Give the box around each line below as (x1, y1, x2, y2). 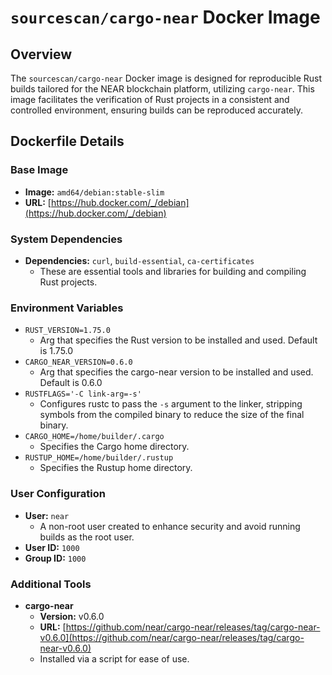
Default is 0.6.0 (39, 377, 103, 389)
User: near (24, 509, 70, 521)
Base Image (10, 163, 69, 177)
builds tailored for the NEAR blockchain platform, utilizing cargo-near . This (10, 83, 315, 95)
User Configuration (10, 487, 106, 501)
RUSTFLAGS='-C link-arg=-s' (24, 389, 142, 400)
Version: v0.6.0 (39, 610, 105, 622)
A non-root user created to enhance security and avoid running (39, 520, 301, 532)
